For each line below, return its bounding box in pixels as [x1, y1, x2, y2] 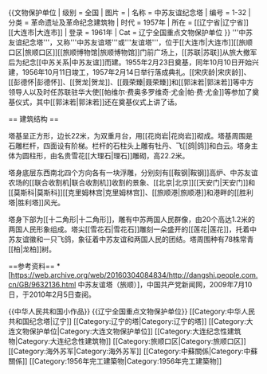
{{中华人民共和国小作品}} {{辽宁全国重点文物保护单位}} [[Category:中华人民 [8, 306, 255, 316]
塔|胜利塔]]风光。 [8, 198, 65, 207]
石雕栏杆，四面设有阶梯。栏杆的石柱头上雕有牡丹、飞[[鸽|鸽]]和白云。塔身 [8, 141, 252, 150]
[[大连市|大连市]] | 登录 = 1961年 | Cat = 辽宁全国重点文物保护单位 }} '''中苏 [8, 28, 253, 37]
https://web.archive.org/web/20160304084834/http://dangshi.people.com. [10, 271, 258, 279]
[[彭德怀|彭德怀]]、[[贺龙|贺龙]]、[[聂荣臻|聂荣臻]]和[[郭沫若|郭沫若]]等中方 [8, 77, 254, 87]
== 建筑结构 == [8, 115, 59, 123]
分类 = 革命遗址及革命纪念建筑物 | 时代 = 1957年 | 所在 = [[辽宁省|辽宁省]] [8, 18, 249, 27]
